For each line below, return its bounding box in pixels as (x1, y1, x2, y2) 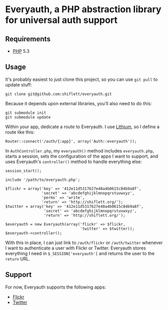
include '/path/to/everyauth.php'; (5, 177, 80, 182)
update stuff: (5, 81, 32, 87)
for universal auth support (5, 14, 118, 26)
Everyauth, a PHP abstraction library (5, 4, 162, 15)
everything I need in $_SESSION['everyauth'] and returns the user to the (5, 250, 155, 256)
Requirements (5, 35, 51, 43)
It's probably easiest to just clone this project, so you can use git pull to (5, 76, 158, 82)
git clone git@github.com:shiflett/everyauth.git (5, 91, 112, 97)
